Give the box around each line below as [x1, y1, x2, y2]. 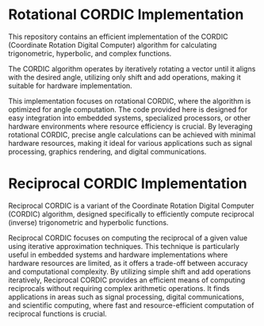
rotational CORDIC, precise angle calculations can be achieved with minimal [8, 129, 256, 140]
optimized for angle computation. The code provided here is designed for [8, 105, 248, 114]
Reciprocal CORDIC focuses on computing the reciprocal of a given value [8, 232, 248, 243]
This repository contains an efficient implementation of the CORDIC [8, 32, 228, 41]
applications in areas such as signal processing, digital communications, [8, 292, 244, 301]
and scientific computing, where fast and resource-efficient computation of [8, 300, 254, 310]
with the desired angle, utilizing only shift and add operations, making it [8, 72, 242, 82]
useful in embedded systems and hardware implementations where [8, 250, 228, 259]
